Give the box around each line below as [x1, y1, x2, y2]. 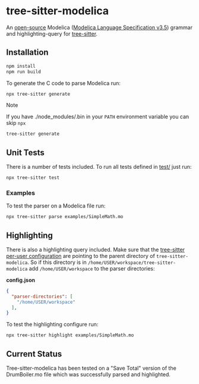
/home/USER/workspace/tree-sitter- [88, 260, 176, 266]
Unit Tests [6, 147, 45, 158]
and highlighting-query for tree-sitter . [6, 30, 98, 37]
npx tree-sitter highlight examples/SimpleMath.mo [6, 332, 134, 338]
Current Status [6, 349, 62, 359]
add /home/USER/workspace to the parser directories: [29, 265, 156, 272]
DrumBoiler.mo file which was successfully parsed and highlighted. [6, 370, 171, 378]
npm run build [6, 68, 42, 75]
